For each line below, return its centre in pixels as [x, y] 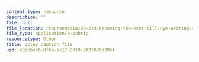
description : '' [26, 17]
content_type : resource [36, 12]
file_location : [25, 28]
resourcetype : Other [32, 39]
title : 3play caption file [39, 45]
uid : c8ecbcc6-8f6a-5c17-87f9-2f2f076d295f [61, 50]
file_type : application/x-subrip [47, 34]
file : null [20, 22]
